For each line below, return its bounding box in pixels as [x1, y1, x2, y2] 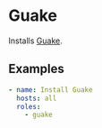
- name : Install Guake [8, 85, 93, 95]
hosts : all [16, 94, 57, 103]
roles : [16, 102, 41, 111]
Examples [8, 61, 64, 77]
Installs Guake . [8, 35, 64, 46]
